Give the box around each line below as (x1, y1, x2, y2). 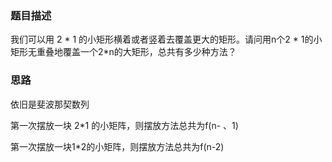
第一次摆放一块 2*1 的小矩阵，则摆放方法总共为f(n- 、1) (10, 119, 239, 131)
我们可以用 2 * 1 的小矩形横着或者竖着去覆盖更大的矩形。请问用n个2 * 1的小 (10, 33, 323, 46)
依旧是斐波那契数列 (10, 98, 90, 110)
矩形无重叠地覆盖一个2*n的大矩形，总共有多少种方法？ (10, 46, 237, 58)
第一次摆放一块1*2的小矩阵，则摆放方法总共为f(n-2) (10, 140, 225, 152)
